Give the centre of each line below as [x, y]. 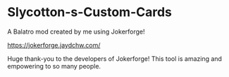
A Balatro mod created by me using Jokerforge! [76, 31]
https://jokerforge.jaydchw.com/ [54, 45]
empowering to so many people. [54, 66]
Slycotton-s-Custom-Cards [90, 12]
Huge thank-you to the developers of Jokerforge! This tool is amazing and [114, 58]
